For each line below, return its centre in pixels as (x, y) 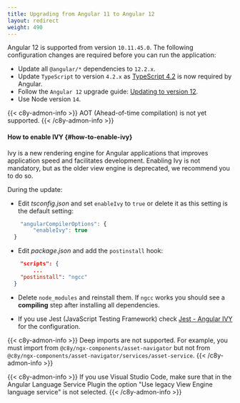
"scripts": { (40, 264)
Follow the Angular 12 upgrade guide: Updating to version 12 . (108, 92)
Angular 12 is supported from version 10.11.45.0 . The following (100, 48)
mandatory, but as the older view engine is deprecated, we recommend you (119, 168)
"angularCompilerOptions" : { (64, 224)
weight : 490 (25, 27)
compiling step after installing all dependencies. (89, 305)
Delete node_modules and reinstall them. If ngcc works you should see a (121, 297)
